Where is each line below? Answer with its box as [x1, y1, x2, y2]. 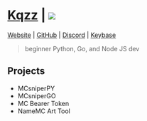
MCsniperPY [17, 84, 55, 93]
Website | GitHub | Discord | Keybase [7, 31, 116, 39]
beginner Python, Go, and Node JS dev [24, 44, 140, 53]
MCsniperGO [17, 91, 56, 100]
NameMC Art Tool [17, 107, 71, 115]
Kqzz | [7, 7, 46, 23]
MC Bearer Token [17, 99, 70, 107]
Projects [7, 65, 45, 78]
